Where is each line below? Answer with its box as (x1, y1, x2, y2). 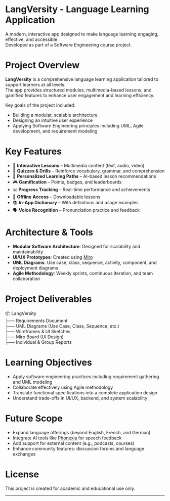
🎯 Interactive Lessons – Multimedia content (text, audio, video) (12, 162, 145, 168)
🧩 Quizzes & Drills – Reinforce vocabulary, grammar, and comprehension (12, 168, 165, 174)
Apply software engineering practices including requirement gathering (12, 373, 159, 380)
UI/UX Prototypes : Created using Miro (12, 254, 93, 260)
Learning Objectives (5, 356, 92, 368)
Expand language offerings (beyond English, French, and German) (12, 429, 151, 435)
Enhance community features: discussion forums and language (12, 445, 145, 451)
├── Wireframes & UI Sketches (5, 328, 71, 334)
